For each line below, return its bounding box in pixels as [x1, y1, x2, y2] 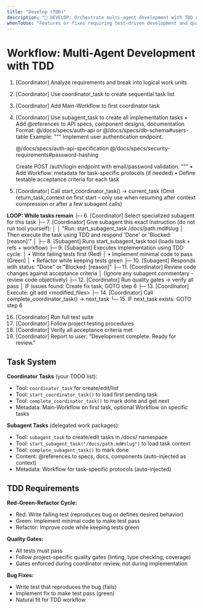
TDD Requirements [7, 483, 80, 493]
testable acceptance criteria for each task [15, 176, 120, 183]
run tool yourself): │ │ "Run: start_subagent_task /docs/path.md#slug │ [7, 225, 184, 232]
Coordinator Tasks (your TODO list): [7, 373, 98, 380]
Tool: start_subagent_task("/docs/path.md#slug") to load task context [15, 440, 191, 447]
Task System [7, 357, 57, 367]
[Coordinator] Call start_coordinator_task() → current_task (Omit [15, 188, 175, 195]
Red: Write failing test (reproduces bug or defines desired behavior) [15, 511, 184, 518]
